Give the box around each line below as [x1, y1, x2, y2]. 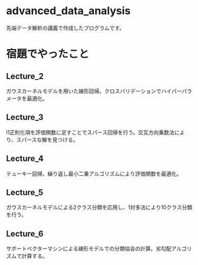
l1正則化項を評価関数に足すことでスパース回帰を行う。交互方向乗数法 [6, 129, 175, 136]
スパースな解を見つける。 [16, 136, 79, 143]
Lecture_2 [6, 71, 44, 81]
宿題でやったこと [6, 47, 90, 61]
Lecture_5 [6, 187, 44, 197]
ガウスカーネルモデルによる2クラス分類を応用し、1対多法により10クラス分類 [6, 204, 193, 211]
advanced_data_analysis [6, 4, 131, 18]
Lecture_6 [6, 228, 44, 238]
